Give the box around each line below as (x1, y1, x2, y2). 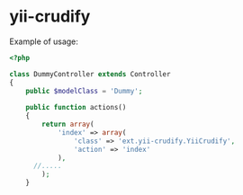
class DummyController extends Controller (9, 69, 171, 78)
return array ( (41, 120, 94, 129)
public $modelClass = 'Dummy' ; (25, 86, 143, 95)
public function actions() (25, 103, 127, 112)
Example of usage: (9, 36, 79, 47)
